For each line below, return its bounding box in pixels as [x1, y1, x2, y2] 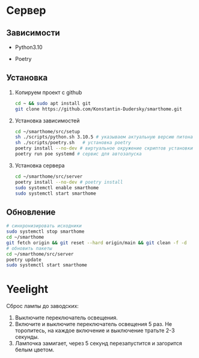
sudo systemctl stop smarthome [6, 228, 85, 235]
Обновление [6, 207, 56, 217]
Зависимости [6, 28, 60, 38]
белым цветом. [14, 346, 55, 353]
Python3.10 [14, 43, 43, 51]
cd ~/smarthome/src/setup [14, 128, 80, 134]
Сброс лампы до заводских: [6, 303, 79, 310]
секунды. [14, 333, 39, 341]
